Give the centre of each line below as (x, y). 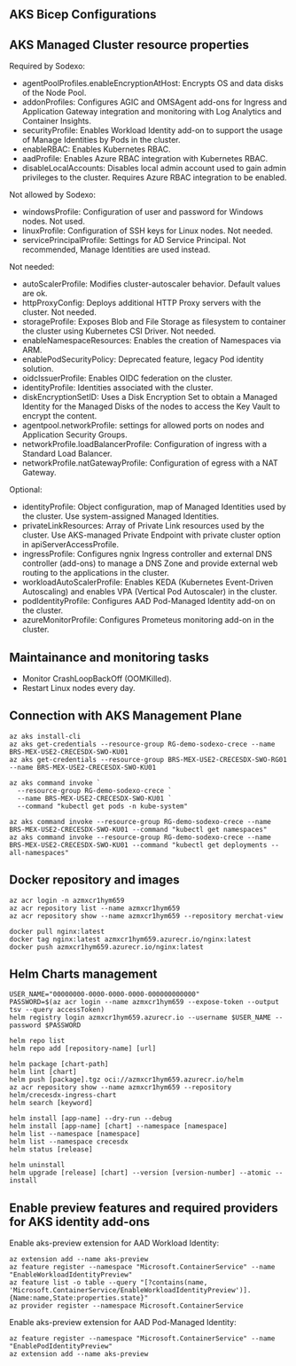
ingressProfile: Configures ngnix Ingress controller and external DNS (147, 554)
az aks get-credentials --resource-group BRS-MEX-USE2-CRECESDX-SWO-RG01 (148, 759)
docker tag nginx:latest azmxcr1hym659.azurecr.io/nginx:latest (130, 939)
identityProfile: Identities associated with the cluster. (117, 388)
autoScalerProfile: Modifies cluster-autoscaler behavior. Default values (151, 284)
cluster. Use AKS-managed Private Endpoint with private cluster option (151, 535)
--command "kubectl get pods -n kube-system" (103, 806)
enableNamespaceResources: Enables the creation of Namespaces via (152, 341)
